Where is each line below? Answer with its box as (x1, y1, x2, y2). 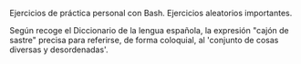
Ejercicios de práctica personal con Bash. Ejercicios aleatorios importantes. (9, 8, 293, 18)
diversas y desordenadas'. (9, 44, 109, 55)
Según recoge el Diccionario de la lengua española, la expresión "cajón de (9, 25, 289, 35)
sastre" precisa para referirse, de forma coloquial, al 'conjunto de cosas (9, 35, 279, 45)
